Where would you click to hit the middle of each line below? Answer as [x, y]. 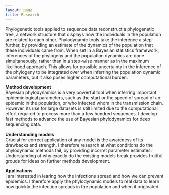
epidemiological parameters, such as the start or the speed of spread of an [83, 97]
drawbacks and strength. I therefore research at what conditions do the [79, 145]
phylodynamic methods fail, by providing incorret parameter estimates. [79, 150]
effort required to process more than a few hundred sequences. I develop [81, 113]
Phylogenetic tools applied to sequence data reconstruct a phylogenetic [80, 29]
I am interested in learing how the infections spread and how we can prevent [84, 176]
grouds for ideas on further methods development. [58, 161]
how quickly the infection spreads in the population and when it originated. [82, 186]
